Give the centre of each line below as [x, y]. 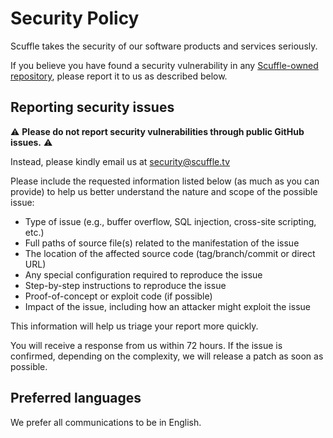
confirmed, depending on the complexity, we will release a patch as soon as [167, 356]
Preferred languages [76, 398]
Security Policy [75, 18]
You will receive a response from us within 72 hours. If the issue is [146, 345]
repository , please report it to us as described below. [119, 76]
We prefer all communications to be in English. [106, 422]
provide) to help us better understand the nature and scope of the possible [164, 191]
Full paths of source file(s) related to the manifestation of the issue [162, 243]
